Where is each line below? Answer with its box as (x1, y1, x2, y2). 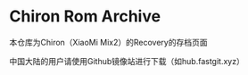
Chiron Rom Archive (9, 6, 161, 27)
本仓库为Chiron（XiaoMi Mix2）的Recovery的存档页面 (9, 37, 208, 47)
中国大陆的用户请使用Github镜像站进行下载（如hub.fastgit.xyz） (9, 55, 245, 66)
